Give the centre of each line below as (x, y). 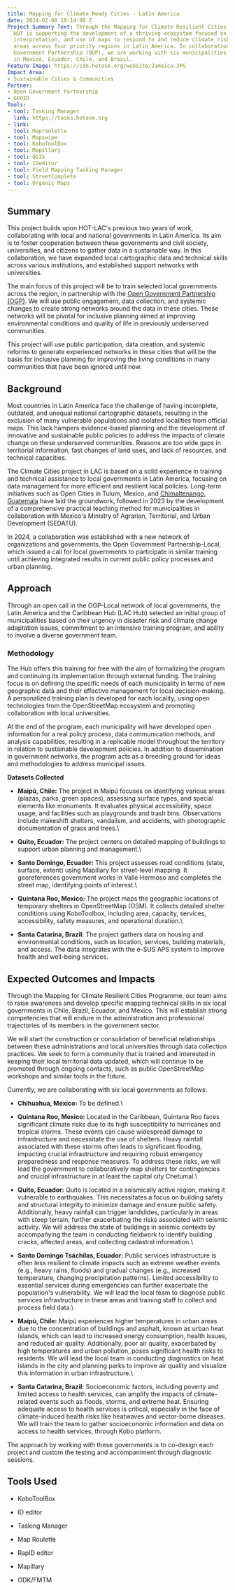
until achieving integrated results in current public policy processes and (110, 559)
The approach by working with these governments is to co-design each (111, 1444)
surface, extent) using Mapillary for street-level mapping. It (102, 870)
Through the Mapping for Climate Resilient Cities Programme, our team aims (117, 995)
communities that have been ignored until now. (74, 367)
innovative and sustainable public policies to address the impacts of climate (116, 435)
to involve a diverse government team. (62, 635)
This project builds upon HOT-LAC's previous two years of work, (100, 228)
